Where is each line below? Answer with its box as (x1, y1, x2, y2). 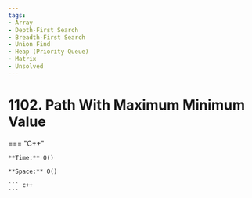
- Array (8, 19, 34, 27)
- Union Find (8, 41, 51, 49)
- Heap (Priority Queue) (8, 48, 89, 56)
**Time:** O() (8, 153, 55, 161)
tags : (8, 11, 26, 20)
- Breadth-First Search (8, 33, 86, 41)
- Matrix (8, 56, 37, 63)
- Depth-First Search (8, 26, 79, 34)
